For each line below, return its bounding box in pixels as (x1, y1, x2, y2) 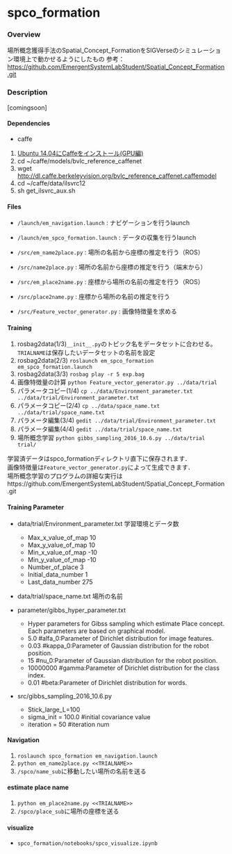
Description (7, 88, 48, 97)
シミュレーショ (178, 47, 222, 55)
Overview (7, 30, 41, 40)
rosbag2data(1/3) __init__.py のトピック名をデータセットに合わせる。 (17, 340, 217, 348)
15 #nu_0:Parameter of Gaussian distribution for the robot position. (27, 656, 218, 664)
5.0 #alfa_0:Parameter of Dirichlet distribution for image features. (27, 634, 214, 642)
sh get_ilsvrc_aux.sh (17, 186, 76, 195)
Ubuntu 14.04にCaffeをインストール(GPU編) (17, 149, 144, 157)
